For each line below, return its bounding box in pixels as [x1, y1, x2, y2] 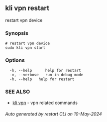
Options [5, 57, 25, 64]
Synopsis [5, 29, 28, 36]
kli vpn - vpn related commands [12, 100, 78, 106]
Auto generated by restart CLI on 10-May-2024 [5, 111, 102, 117]
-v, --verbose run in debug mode [9, 72, 84, 78]
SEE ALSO [5, 88, 30, 95]
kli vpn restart [5, 4, 50, 12]
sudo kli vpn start [5, 45, 46, 50]
